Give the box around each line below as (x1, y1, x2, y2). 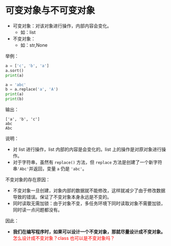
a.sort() (5, 68, 24, 73)
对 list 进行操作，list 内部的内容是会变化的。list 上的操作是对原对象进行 (12, 146, 162, 152)
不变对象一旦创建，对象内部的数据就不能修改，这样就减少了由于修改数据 (12, 187, 165, 194)
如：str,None (20, 42, 48, 48)
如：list (20, 29, 36, 35)
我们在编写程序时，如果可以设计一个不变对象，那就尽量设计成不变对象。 (12, 229, 165, 235)
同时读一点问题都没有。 (12, 207, 62, 213)
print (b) (5, 96, 24, 102)
